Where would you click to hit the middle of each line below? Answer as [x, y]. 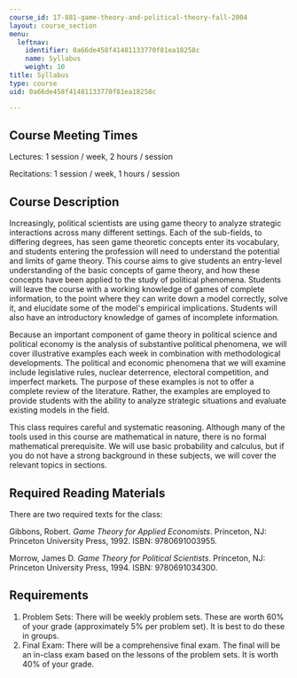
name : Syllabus [53, 59]
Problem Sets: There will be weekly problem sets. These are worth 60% [153, 617]
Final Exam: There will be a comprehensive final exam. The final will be [151, 645]
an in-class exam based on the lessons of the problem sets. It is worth [150, 654]
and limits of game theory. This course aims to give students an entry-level [145, 261]
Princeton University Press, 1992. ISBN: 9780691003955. [113, 540]
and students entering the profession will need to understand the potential [145, 252]
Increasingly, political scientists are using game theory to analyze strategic [145, 224]
